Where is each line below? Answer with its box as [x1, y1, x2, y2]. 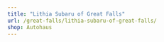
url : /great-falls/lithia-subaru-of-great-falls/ [7, 17, 158, 24]
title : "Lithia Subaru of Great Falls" [7, 10, 126, 18]
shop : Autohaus [7, 23, 53, 31]
